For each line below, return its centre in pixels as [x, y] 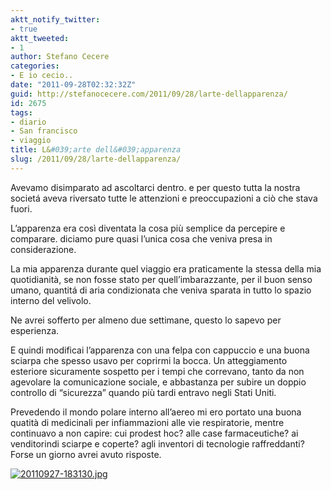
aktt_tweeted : [40, 38]
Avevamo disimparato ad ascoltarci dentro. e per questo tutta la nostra [155, 187]
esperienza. [35, 330]
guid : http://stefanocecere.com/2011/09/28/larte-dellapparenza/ [149, 94]
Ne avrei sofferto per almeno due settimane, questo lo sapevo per [146, 320]
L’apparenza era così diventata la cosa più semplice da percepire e [148, 228]
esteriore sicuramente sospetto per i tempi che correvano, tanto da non [157, 371]
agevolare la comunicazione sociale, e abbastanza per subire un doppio [158, 382]
